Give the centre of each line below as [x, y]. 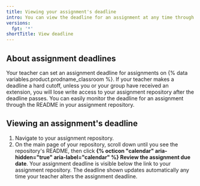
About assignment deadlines [61, 58]
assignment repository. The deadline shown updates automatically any [102, 170]
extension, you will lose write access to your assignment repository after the [100, 92]
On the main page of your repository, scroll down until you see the [96, 144]
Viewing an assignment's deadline [72, 124]
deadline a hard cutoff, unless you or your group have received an [87, 85]
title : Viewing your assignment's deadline [61, 12]
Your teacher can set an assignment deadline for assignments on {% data [97, 73]
